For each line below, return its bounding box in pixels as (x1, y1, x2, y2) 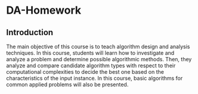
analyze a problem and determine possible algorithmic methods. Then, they (6, 56, 192, 62)
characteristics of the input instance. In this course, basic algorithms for (6, 75, 183, 82)
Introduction (6, 27, 54, 37)
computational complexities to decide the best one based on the (6, 68, 164, 75)
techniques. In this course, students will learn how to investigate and (6, 49, 175, 57)
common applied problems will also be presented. (6, 81, 129, 88)
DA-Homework (6, 4, 82, 17)
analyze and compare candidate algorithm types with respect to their (6, 62, 176, 69)
